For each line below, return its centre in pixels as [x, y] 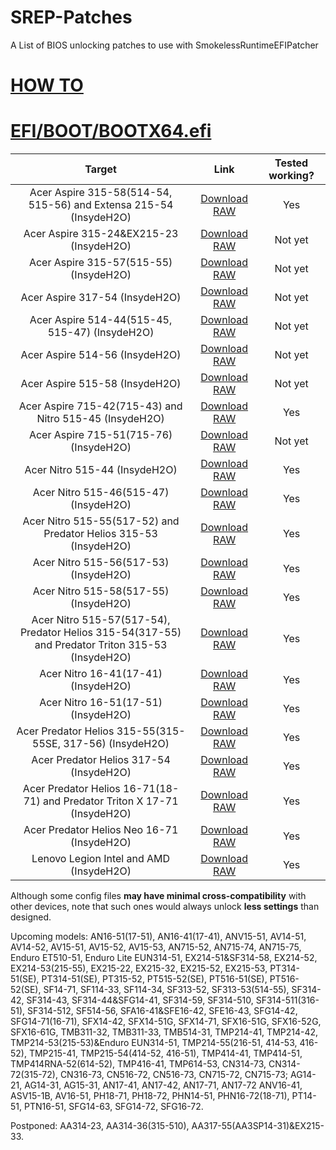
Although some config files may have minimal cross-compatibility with [158, 896]
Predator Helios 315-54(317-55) [100, 633]
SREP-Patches [71, 17]
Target [100, 169]
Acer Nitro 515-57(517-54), [101, 620]
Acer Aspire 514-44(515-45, [101, 320]
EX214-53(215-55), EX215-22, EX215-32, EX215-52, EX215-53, [139, 968]
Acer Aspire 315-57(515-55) [100, 263]
